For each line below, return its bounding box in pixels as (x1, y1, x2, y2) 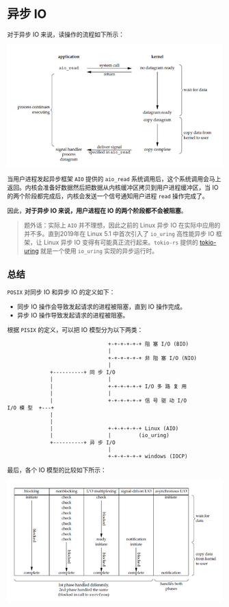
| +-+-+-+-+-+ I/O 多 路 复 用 (50, 383, 187, 390)
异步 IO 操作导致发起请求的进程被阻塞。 (16, 311, 129, 320)
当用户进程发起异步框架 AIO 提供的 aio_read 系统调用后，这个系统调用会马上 (7, 174, 221, 182)
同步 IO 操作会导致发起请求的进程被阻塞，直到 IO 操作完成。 (16, 302, 187, 311)
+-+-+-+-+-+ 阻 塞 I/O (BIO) (108, 341, 189, 348)
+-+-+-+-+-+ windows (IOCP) (108, 453, 188, 460)
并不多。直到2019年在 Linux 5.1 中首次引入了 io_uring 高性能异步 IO (23, 229, 215, 237)
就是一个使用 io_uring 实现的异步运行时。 (40, 246, 159, 254)
